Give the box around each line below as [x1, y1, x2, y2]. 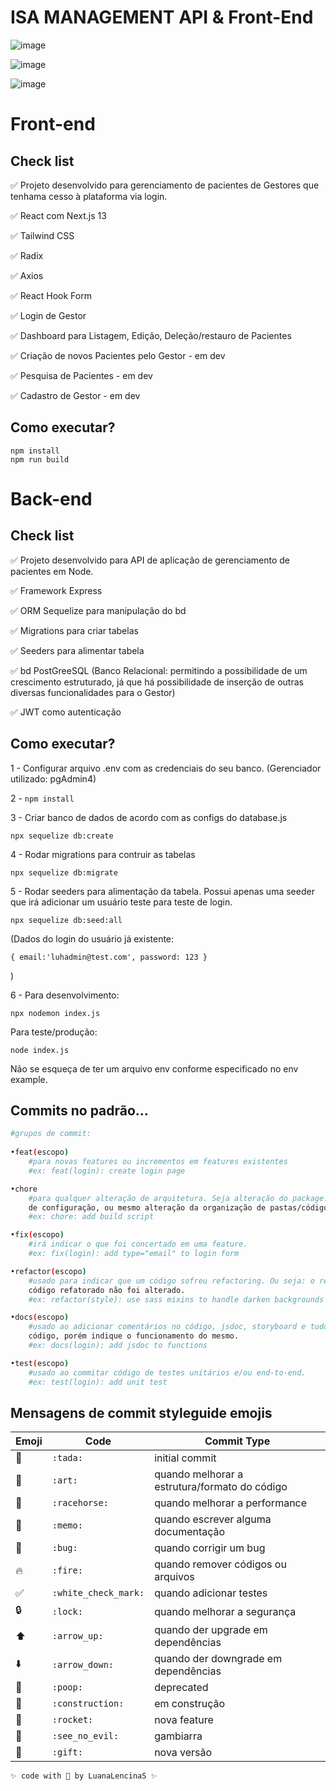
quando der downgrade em [154, 1652, 283, 1666]
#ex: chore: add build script [28, 1212, 155, 1222]
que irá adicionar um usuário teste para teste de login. [10, 896, 233, 908]
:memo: [51, 1520, 83, 1531]
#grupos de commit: [10, 1129, 92, 1139]
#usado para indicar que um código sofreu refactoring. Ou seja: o [28, 1276, 315, 1286]
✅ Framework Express [10, 584, 103, 596]
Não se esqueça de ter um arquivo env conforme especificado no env [10, 1062, 299, 1075]
